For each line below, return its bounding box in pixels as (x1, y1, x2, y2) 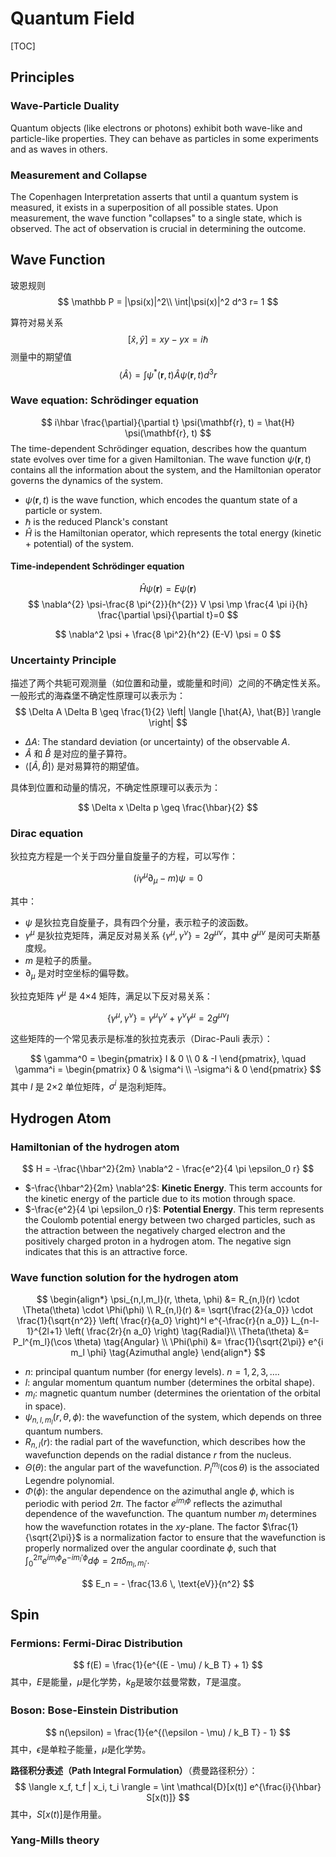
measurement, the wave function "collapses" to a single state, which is (10, 212, 303, 224)
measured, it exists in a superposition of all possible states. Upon (10, 201, 279, 213)
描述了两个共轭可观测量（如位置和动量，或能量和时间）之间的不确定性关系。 (10, 677, 326, 689)
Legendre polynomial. (24, 1474, 115, 1486)
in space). (24, 1400, 67, 1412)
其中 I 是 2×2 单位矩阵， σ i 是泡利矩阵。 (10, 1078, 172, 1092)
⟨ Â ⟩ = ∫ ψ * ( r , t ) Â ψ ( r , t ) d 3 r (118, 367, 218, 381)
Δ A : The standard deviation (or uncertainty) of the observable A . (24, 736, 291, 748)
